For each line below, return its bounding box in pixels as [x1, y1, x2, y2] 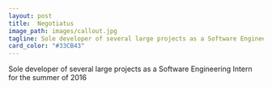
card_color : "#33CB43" [8, 42, 85, 50]
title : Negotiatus [8, 19, 74, 28]
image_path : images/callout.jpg [8, 27, 117, 35]
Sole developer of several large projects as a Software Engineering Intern [8, 64, 253, 74]
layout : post [8, 11, 53, 20]
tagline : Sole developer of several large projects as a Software [8, 34, 237, 43]
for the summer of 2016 [8, 73, 87, 83]
